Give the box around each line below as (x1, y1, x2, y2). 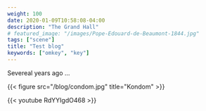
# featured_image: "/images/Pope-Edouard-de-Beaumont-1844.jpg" (7, 30, 200, 37)
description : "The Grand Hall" (7, 23, 99, 30)
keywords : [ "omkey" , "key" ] (7, 50, 90, 57)
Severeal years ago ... (7, 68, 70, 77)
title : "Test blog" (7, 43, 65, 50)
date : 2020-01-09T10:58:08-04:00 (7, 17, 105, 24)
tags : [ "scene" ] (7, 37, 55, 44)
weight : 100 (7, 10, 42, 18)
